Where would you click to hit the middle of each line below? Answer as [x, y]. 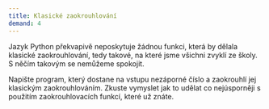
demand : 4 [25, 23]
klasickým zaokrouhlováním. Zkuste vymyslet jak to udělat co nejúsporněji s [134, 88]
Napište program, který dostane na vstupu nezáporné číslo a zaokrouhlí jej [132, 79]
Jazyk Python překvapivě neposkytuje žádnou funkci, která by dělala [123, 46]
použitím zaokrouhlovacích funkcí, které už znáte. [91, 96]
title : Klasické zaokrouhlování [63, 16]
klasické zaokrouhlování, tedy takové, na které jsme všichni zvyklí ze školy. [133, 55]
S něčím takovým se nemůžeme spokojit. [76, 63]
